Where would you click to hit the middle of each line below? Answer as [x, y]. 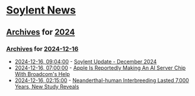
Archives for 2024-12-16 [42, 49]
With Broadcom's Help [42, 74]
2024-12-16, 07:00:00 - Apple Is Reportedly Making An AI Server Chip [100, 68]
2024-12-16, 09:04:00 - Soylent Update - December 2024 [86, 61]
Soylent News [41, 10]
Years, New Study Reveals [47, 87]
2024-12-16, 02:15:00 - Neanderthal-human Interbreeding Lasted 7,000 [102, 80]
